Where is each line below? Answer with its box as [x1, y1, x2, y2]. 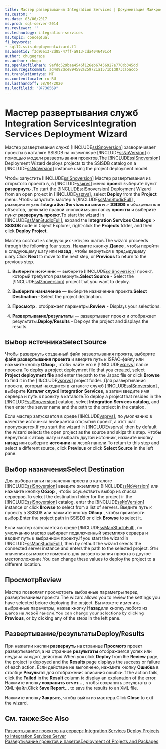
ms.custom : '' [5, 12, 35, 17]
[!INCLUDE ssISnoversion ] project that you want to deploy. [12, 279, 130, 285]
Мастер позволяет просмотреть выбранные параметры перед [5, 589, 138, 595]
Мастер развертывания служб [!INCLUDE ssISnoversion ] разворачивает [5, 144, 156, 150]
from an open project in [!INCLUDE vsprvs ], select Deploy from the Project [5, 191, 157, 197]
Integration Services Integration [5, 118, 137, 129]
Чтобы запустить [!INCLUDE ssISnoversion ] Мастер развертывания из [5, 175, 151, 181]
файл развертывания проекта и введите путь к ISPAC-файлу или [5, 356, 144, 362]
